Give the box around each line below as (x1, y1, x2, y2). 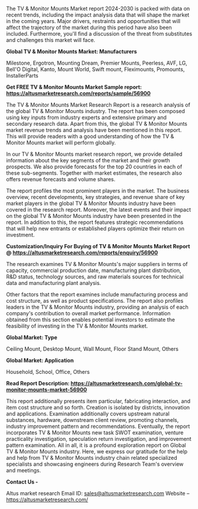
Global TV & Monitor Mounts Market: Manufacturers (6, 48, 138, 55)
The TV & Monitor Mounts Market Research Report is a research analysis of (6, 101, 191, 108)
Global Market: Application (6, 357, 74, 364)
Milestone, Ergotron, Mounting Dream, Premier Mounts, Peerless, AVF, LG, (6, 59, 188, 66)
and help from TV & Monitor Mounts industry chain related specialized (6, 454, 177, 461)
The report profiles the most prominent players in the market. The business (6, 187, 190, 194)
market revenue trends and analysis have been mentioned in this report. (6, 127, 182, 133)
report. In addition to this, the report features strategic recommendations (6, 219, 184, 226)
